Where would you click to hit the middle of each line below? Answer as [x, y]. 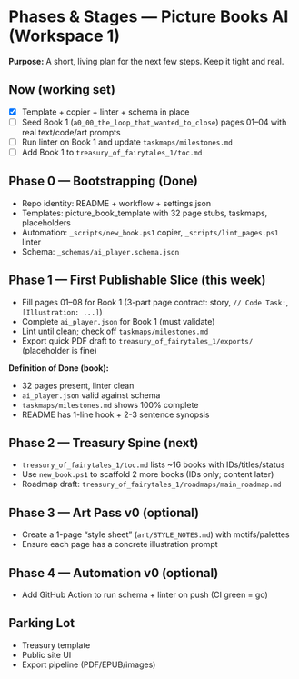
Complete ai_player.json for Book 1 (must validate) [118, 321]
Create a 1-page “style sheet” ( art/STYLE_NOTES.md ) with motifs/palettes [155, 534]
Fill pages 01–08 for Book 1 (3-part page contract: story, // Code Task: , [155, 302]
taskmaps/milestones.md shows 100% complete [110, 404]
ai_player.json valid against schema [91, 395]
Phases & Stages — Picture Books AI [149, 17]
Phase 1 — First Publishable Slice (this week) [137, 280]
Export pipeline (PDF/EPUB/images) [89, 664]
